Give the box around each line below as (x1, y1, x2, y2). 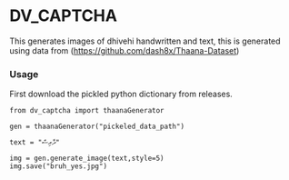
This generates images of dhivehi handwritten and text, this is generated (9, 35, 281, 46)
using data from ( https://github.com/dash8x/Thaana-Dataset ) (9, 45, 240, 55)
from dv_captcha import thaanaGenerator (9, 106, 165, 115)
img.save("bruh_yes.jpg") (9, 162, 107, 171)
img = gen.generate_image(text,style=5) (9, 154, 165, 164)
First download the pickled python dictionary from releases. (9, 88, 234, 100)
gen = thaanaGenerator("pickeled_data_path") (9, 122, 184, 132)
